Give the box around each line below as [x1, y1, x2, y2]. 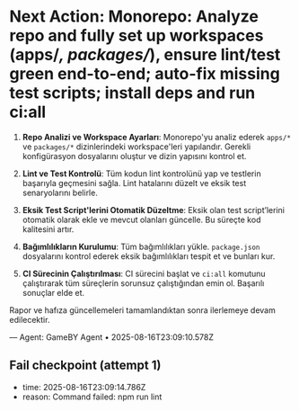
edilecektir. [9, 314, 50, 325]
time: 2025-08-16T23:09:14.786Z [22, 381, 146, 392]
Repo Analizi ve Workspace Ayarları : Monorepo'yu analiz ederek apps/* [22, 131, 292, 142]
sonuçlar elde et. [22, 287, 85, 298]
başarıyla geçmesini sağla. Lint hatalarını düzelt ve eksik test [22, 177, 247, 188]
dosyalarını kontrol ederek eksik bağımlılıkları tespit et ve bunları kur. [22, 250, 276, 262]
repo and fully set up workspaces [9, 25, 264, 46]
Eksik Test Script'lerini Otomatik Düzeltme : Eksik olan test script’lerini [22, 204, 286, 215]
